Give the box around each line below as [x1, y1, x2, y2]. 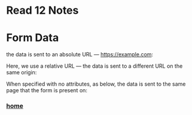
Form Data [6, 31, 59, 45]
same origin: [6, 69, 37, 76]
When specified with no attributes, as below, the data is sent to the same [6, 80, 186, 87]
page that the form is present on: [6, 87, 88, 94]
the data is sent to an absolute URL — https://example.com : [6, 51, 154, 58]
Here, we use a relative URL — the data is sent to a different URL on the [6, 62, 183, 69]
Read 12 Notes [6, 4, 79, 17]
